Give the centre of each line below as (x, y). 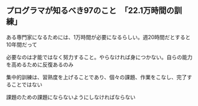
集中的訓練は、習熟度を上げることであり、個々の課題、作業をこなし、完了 (97, 77)
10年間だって (22, 44)
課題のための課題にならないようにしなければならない (71, 97)
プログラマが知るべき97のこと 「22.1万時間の (90, 11)
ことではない (27, 84)
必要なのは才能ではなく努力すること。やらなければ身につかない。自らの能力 (99, 57)
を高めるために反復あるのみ (40, 65)
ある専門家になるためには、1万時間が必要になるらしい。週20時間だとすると (98, 37)
